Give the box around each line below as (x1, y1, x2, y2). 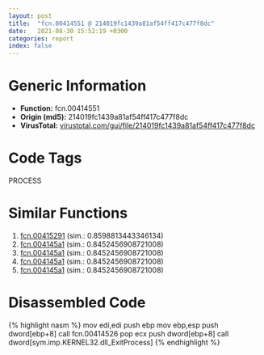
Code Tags (8, 149, 82, 167)
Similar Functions (8, 204, 128, 222)
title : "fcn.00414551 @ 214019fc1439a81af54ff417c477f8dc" (8, 19, 216, 27)
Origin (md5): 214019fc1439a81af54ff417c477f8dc (19, 112, 189, 122)
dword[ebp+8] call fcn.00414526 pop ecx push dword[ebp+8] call (8, 328, 229, 338)
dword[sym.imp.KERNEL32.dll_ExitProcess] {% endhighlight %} (8, 337, 220, 347)
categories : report (8, 34, 74, 43)
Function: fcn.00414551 (19, 104, 100, 113)
